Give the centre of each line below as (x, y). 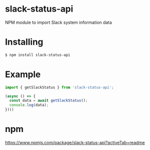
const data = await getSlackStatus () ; (49, 100)
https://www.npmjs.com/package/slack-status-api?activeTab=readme (75, 142)
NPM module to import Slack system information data (58, 22)
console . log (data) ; (29, 105)
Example (23, 74)
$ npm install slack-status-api (38, 55)
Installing (24, 42)
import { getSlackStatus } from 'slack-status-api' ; (59, 87)
